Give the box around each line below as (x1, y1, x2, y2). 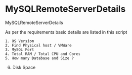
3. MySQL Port (5, 47, 35, 52)
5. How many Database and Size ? (5, 55, 74, 61)
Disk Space (12, 64, 36, 70)
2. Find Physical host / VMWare (5, 43, 72, 48)
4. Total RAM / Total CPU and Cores (5, 51, 81, 56)
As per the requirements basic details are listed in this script (5, 29, 128, 35)
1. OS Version (5, 38, 35, 44)
